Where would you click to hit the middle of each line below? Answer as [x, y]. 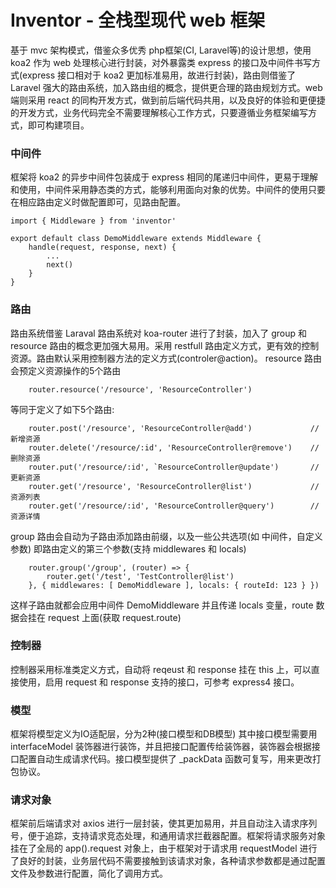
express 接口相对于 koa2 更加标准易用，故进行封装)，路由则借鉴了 [159, 75]
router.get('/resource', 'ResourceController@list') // [174, 486]
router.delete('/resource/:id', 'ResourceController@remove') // [174, 447]
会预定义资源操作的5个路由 [66, 370]
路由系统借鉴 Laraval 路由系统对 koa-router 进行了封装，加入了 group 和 [159, 333]
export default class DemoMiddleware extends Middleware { [136, 239]
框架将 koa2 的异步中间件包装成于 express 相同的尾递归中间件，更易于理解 [164, 177]
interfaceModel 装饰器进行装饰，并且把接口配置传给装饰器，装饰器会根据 [161, 747]
